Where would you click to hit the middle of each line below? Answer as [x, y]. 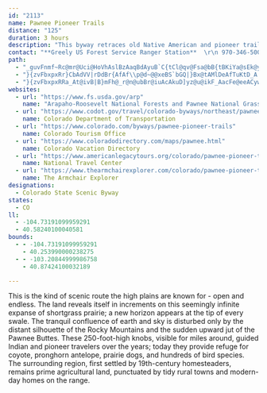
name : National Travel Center [73, 164]
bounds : [21, 237]
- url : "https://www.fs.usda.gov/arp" [80, 97]
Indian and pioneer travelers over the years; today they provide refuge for [128, 347]
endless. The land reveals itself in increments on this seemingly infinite [124, 304]
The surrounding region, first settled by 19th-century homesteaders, [120, 364]
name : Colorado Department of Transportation [99, 119]
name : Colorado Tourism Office [74, 133]
